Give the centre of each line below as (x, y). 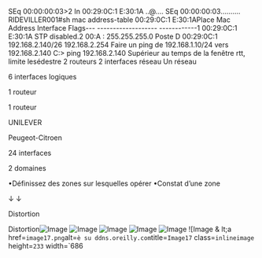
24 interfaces (30, 153)
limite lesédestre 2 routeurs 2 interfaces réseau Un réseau (102, 61)
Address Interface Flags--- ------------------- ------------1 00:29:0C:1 (123, 28)
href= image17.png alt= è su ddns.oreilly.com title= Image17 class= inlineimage (131, 238)
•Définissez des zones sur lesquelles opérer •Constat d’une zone (114, 183)
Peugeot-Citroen (35, 138)
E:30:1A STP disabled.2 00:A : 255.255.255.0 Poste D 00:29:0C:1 (113, 36)
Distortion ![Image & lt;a (120, 229)
